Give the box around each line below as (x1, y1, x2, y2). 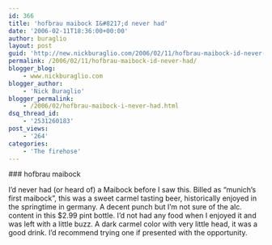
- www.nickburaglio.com (23, 72, 104, 80)
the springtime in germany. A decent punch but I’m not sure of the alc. (8, 202, 243, 212)
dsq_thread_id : (8, 110, 60, 118)
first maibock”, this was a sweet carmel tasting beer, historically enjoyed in (8, 193, 257, 203)
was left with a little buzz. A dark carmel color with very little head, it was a (8, 219, 257, 229)
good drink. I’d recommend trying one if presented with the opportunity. (8, 228, 249, 238)
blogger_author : (8, 79, 63, 87)
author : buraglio (8, 34, 67, 43)
